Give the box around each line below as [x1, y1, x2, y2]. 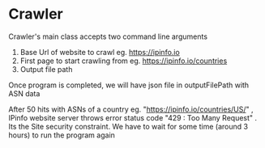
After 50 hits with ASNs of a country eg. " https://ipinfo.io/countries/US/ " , [8, 104, 254, 114]
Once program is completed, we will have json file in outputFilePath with [8, 80, 250, 90]
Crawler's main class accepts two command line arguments [8, 32, 208, 41]
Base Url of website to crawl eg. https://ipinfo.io [19, 47, 180, 57]
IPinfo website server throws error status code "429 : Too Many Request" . [8, 112, 258, 122]
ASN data [8, 88, 41, 98]
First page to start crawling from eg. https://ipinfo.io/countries [19, 56, 228, 66]
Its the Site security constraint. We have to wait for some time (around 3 [8, 121, 249, 131]
